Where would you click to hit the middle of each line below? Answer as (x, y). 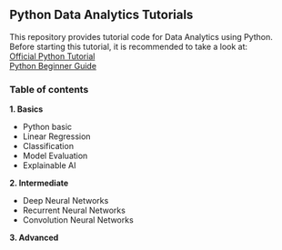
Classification (48, 146)
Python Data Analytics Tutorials (101, 15)
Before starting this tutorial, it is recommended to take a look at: (129, 46)
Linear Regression (56, 136)
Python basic (47, 127)
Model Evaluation (55, 156)
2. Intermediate (39, 183)
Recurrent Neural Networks (74, 210)
